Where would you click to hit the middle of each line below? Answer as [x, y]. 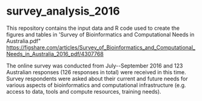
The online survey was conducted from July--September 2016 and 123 [95, 66]
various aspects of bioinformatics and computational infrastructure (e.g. [96, 85]
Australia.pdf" [24, 41]
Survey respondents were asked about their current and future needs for [97, 78]
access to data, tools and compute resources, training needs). [84, 91]
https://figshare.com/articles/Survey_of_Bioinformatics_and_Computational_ [101, 47]
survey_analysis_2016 [63, 11]
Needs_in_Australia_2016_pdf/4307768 [55, 54]
